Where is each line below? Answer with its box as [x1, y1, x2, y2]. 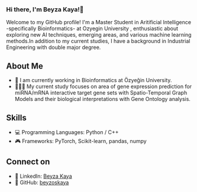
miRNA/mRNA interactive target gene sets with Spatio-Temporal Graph [14, 89, 188, 96]
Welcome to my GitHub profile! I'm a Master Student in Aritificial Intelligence [6, 19, 191, 26]
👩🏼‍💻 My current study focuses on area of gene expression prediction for [14, 83, 192, 90]
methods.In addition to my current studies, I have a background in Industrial [6, 38, 190, 45]
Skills [6, 112, 27, 123]
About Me [6, 61, 43, 71]
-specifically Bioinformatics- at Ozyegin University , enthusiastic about [6, 25, 179, 32]
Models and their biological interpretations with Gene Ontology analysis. [14, 96, 191, 103]
